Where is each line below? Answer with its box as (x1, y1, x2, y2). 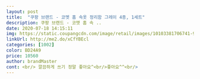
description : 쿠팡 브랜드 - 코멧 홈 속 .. (6, 20, 102, 26)
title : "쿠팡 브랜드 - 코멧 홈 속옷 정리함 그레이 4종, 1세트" (6, 14, 145, 20)
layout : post (6, 8, 39, 15)
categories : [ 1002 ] (6, 42, 55, 48)
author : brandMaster (6, 58, 58, 64)
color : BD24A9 (6, 48, 42, 53)
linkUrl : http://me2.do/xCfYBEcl (6, 36, 89, 42)
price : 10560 (6, 53, 39, 59)
